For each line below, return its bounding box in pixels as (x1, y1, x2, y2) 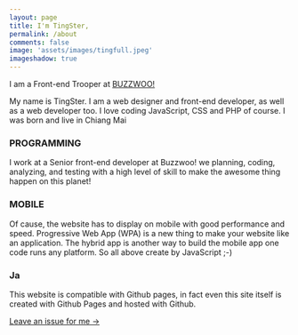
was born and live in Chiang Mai (9, 115, 127, 125)
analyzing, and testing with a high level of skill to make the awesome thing (9, 166, 281, 178)
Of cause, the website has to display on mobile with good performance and (9, 219, 286, 229)
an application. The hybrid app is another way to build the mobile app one (9, 237, 279, 248)
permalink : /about (9, 29, 77, 38)
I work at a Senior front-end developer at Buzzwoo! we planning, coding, (9, 157, 276, 168)
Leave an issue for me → (9, 315, 101, 326)
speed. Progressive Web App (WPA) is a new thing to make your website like (9, 227, 290, 238)
